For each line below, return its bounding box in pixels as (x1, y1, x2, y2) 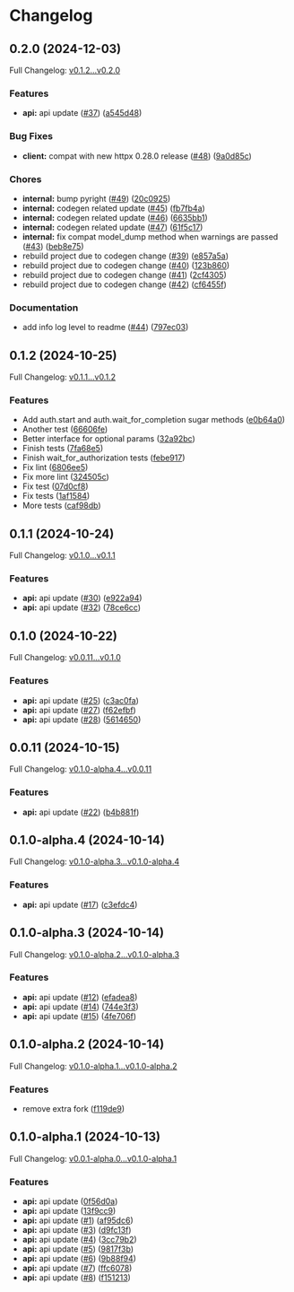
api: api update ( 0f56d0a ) (22, 1196, 118, 1207)
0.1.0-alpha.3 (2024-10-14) (9, 925, 164, 940)
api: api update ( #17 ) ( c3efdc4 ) (22, 899, 138, 910)
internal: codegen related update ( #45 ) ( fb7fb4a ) (22, 203, 206, 214)
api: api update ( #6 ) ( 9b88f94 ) (22, 1253, 137, 1264)
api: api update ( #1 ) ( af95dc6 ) (22, 1215, 134, 1226)
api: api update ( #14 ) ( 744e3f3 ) (22, 1001, 139, 1012)
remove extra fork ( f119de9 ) (22, 1103, 125, 1113)
